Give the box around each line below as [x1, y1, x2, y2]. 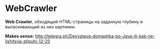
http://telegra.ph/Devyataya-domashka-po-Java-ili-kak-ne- [35, 33, 155, 39]
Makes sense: [5, 33, 34, 39]
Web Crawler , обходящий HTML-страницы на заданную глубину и [5, 19, 143, 24]
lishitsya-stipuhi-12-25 [5, 38, 50, 44]
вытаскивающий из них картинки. [5, 24, 76, 29]
